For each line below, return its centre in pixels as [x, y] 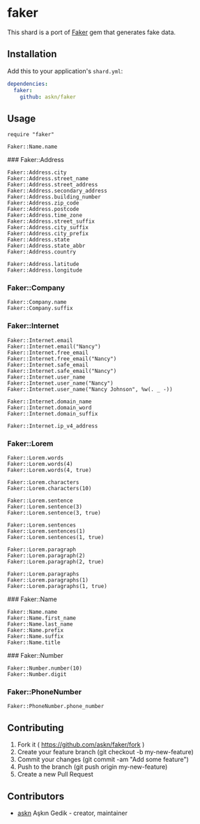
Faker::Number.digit [37, 675]
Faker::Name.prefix [36, 631]
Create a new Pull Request [55, 774]
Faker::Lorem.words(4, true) [49, 470]
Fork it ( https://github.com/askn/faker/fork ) [81, 744]
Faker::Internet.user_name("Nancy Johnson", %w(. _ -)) [90, 389]
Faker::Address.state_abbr [46, 246]
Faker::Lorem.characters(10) [49, 489]
